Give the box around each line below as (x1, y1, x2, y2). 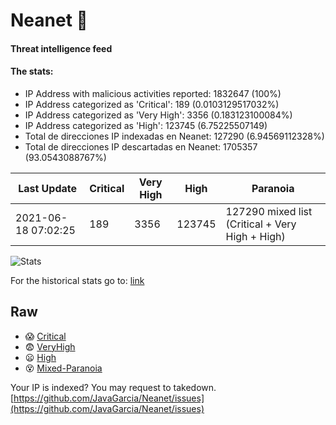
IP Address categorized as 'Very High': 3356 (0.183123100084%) (24, 109, 293, 121)
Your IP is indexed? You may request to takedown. (10, 381, 217, 393)
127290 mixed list (225, 204, 313, 218)
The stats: (10, 65, 54, 78)
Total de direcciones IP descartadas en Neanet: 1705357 (24, 140, 258, 153)
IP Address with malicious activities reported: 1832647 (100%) (24, 87, 282, 99)
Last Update (18, 181, 78, 195)
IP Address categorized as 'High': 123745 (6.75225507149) (24, 119, 268, 131)
